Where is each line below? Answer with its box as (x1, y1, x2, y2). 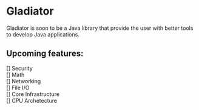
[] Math (6, 71, 25, 78)
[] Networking (6, 77, 41, 84)
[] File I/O (6, 84, 30, 91)
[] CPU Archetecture (6, 97, 58, 104)
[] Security (6, 64, 33, 72)
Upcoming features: (6, 49, 84, 59)
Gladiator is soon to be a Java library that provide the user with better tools (6, 24, 194, 32)
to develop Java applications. (6, 30, 80, 38)
